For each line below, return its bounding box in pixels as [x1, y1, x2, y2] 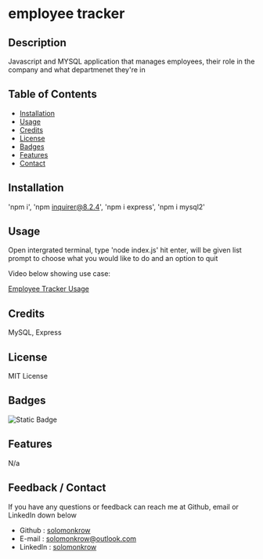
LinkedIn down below [8, 510, 77, 520]
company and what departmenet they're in [8, 65, 146, 74]
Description [8, 36, 67, 49]
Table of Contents [8, 88, 98, 101]
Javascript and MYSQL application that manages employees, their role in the [8, 56, 255, 66]
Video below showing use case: [8, 269, 111, 278]
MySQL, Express [8, 328, 62, 337]
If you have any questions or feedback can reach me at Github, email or [8, 502, 239, 511]
